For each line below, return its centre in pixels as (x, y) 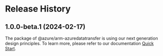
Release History (38, 9)
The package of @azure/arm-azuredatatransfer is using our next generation (81, 38)
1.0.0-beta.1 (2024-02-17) (45, 27)
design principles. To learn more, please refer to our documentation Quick (79, 43)
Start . (10, 49)
